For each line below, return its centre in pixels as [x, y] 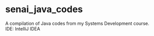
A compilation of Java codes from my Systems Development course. [77, 23]
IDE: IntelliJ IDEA [23, 28]
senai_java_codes [44, 9]
